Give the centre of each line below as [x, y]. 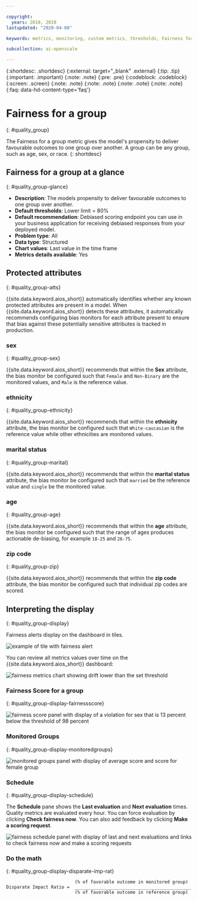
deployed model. [35, 229]
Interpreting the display [50, 609]
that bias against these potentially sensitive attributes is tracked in [86, 324]
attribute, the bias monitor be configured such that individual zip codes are [97, 584]
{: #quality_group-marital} [37, 462]
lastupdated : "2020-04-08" [39, 28]
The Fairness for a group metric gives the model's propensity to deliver [93, 142]
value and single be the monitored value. [56, 486]
